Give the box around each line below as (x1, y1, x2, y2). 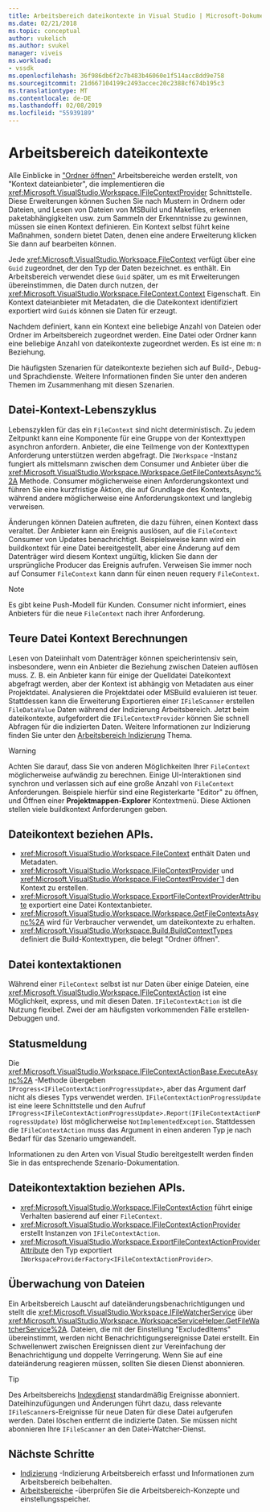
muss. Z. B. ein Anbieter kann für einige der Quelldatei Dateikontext (8, 670, 231, 680)
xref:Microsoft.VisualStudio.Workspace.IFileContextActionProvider (19, 1220, 241, 1229)
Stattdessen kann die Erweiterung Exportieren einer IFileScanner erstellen (8, 696, 255, 706)
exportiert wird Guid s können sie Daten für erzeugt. (8, 305, 178, 315)
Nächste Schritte (8, 1448, 95, 1461)
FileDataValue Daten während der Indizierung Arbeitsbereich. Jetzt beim (8, 704, 249, 714)
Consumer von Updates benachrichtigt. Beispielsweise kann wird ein (8, 534, 236, 544)
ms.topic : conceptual (8, 27, 81, 35)
